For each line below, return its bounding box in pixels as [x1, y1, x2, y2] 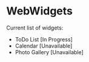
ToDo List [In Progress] [15, 36, 73, 43]
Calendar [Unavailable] [15, 42, 73, 49]
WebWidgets [6, 4, 73, 18]
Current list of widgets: [6, 24, 64, 31]
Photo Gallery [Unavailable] [15, 48, 84, 55]
